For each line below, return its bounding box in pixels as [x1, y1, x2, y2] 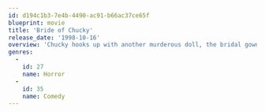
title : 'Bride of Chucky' [8, 26, 93, 34]
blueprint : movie [8, 19, 65, 27]
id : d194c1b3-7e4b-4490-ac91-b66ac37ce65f [8, 11, 150, 20]
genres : [8, 48, 34, 56]
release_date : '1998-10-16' [8, 33, 101, 42]
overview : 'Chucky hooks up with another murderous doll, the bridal [8, 41, 242, 49]
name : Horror [22, 70, 65, 78]
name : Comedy [22, 92, 65, 100]
